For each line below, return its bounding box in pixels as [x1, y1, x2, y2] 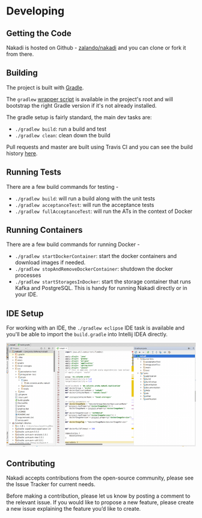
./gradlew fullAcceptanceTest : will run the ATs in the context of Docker [14, 208, 193, 215]
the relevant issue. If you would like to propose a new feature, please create [6, 498, 194, 506]
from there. [6, 51, 34, 58]
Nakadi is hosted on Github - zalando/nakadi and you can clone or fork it [6, 44, 186, 51]
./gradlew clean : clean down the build [14, 131, 111, 139]
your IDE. [14, 291, 38, 298]
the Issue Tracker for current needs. [6, 480, 96, 488]
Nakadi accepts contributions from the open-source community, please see [6, 474, 194, 481]
